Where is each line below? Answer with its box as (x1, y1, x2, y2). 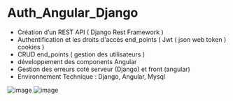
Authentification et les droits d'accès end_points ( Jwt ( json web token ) (17, 35, 227, 43)
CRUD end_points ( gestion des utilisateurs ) (17, 50, 146, 59)
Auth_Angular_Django (7, 5, 139, 21)
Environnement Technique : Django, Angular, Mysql (17, 72, 166, 81)
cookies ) (17, 42, 45, 51)
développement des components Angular (17, 57, 137, 65)
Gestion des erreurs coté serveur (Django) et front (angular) (17, 65, 190, 73)
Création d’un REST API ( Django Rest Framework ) (17, 28, 164, 36)
